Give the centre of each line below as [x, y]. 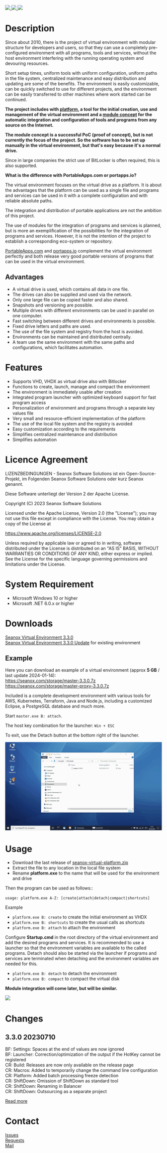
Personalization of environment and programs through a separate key [83, 408]
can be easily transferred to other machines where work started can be [78, 94]
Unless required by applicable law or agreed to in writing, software [73, 543]
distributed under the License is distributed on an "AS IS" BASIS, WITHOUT [82, 548]
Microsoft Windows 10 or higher [45, 598]
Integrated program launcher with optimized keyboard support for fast [84, 397]
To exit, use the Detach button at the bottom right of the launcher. [72, 735]
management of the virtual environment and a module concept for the [79, 114]
